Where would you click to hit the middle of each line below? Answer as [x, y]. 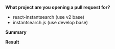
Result [12, 42]
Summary [16, 32]
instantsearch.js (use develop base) [50, 22]
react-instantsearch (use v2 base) [49, 17]
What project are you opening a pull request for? [58, 7]
